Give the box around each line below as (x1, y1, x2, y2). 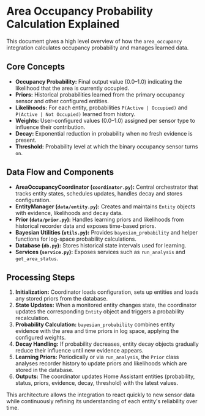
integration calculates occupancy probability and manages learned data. (6, 44, 189, 51)
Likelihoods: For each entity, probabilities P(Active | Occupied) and (15, 104, 188, 111)
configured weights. (15, 334, 66, 341)
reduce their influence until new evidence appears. (15, 347, 144, 354)
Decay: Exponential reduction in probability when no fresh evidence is (15, 130, 193, 137)
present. (15, 136, 37, 144)
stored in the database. (15, 367, 74, 374)
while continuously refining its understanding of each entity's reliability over (6, 398, 198, 405)
